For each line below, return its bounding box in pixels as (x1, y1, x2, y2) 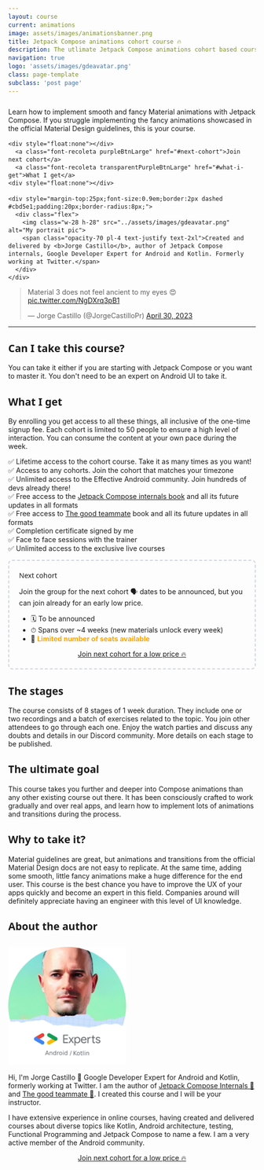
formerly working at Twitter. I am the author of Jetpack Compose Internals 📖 (8, 1080, 255, 1090)
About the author (8, 919, 98, 934)
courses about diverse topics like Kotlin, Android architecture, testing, (8, 1120, 234, 1131)
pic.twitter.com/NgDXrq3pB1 (27, 295, 120, 305)
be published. (8, 739, 53, 749)
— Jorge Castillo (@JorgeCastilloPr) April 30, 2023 (27, 310, 193, 320)
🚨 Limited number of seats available (30, 634, 151, 644)
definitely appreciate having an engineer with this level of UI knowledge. (8, 896, 242, 905)
